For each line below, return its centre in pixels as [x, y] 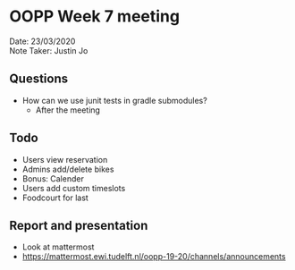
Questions [39, 79]
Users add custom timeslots [74, 188]
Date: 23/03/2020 [42, 41]
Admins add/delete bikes [68, 169]
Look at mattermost [58, 247]
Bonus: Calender [53, 178]
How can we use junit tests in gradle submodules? [114, 100]
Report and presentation [79, 225]
